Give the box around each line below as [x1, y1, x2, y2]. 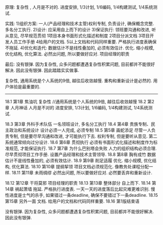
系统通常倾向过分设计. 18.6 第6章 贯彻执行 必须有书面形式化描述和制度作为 [5, 139, 154, 145]
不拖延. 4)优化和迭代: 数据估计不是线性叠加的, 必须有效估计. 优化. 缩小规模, [5, 45, 155, 51]
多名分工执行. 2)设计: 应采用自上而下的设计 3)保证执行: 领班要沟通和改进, [5, 27, 151, 33]
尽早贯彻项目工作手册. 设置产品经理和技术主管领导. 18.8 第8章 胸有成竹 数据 [5, 152, 156, 157]
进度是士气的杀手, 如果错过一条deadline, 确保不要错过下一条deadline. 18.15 [9, 192, 158, 198]
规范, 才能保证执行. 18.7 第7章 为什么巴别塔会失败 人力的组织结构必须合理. [9, 145, 157, 151]
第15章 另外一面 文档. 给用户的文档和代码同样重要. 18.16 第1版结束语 [5, 198, 140, 204]
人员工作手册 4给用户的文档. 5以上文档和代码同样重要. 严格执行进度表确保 [9, 39, 157, 45]
